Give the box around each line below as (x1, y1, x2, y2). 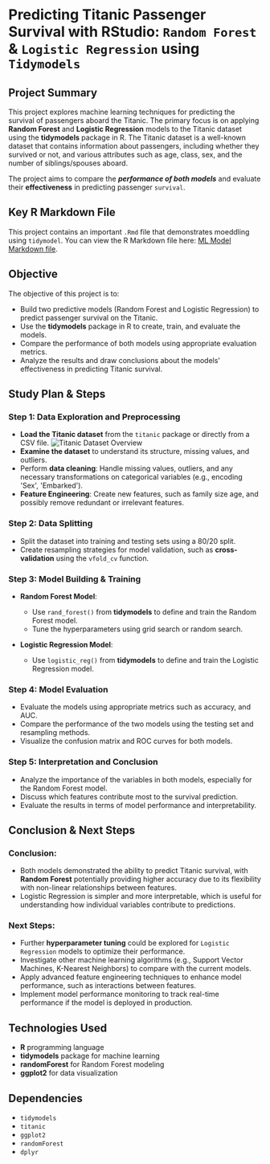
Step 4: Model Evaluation (8, 684, 108, 695)
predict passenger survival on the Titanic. (19, 312, 158, 322)
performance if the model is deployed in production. (19, 998, 193, 1007)
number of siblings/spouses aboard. (8, 158, 129, 168)
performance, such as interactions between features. (19, 981, 197, 990)
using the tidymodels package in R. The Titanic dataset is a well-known (8, 133, 247, 142)
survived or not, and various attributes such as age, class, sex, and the (8, 150, 243, 159)
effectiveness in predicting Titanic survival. (19, 364, 163, 374)
